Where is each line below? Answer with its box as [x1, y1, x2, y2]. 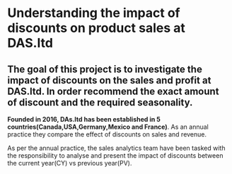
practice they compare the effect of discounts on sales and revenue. [7, 130, 207, 139]
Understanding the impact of [7, 5, 180, 21]
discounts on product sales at [7, 20, 186, 36]
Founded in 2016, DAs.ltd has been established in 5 [7, 115, 161, 123]
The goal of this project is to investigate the [7, 63, 203, 75]
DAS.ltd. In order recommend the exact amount [7, 85, 219, 97]
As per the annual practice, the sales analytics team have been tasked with [7, 144, 226, 152]
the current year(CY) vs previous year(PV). [7, 159, 132, 167]
